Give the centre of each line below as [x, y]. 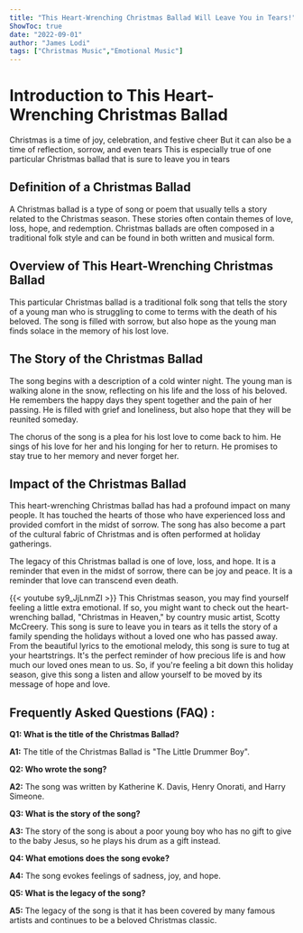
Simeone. [27, 796]
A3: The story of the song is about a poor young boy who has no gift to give [151, 831]
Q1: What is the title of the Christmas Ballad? [95, 735]
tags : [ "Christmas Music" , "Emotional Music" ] [96, 51]
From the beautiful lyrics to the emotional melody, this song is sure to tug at [150, 646]
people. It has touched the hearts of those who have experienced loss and [147, 516]
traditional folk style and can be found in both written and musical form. [142, 238]
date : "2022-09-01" [46, 34]
